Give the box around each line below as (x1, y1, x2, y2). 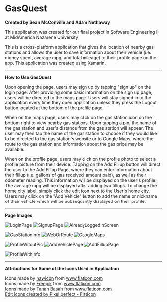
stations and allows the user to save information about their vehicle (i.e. (5, 49, 152, 55)
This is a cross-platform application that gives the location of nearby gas (5, 44, 154, 50)
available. (5, 146, 25, 152)
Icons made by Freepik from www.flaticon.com (5, 280, 101, 286)
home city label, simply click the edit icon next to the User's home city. (5, 188, 150, 194)
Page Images (5, 212, 33, 218)
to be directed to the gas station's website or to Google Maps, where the (5, 135, 154, 142)
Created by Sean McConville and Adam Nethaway (5, 19, 110, 25)
